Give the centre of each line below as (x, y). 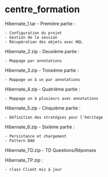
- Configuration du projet (33, 33)
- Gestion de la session (31, 37)
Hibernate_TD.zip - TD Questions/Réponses (50, 150)
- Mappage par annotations (33, 61)
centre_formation (42, 9)
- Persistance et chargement (36, 136)
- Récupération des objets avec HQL (44, 42)
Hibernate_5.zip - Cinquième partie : (43, 108)
